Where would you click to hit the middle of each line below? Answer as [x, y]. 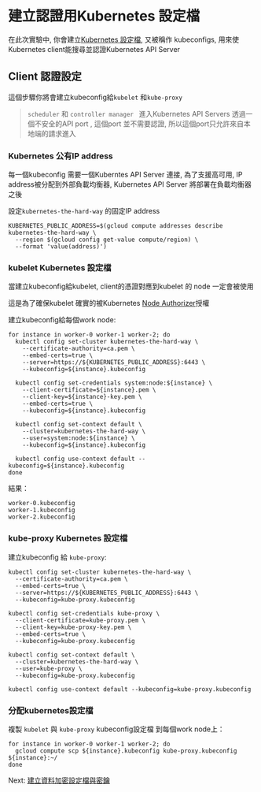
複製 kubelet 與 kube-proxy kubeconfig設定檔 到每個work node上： [117, 729]
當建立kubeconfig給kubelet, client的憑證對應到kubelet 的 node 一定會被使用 [131, 286]
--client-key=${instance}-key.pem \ [83, 397]
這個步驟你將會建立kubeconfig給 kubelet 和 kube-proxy [96, 97]
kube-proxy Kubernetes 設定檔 [68, 538]
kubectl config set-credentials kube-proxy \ [84, 613]
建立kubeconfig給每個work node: [62, 320]
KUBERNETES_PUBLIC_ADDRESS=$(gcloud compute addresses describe [116, 226]
